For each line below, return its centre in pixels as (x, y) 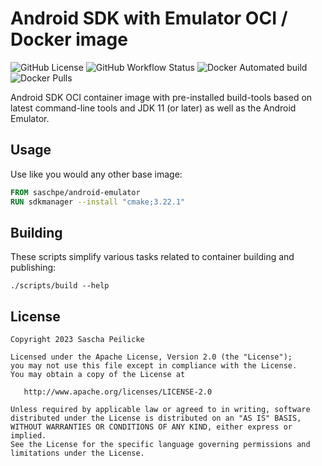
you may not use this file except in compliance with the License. (154, 366)
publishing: (33, 268)
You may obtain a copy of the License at (98, 375)
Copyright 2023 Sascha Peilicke (77, 340)
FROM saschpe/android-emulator (75, 192)
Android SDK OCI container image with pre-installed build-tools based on (161, 97)
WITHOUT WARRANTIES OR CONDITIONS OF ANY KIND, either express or (151, 427)
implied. (28, 436)
